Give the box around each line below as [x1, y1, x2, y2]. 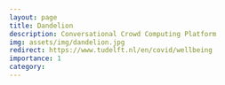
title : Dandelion [9, 21, 74, 30]
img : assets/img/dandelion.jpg [9, 37, 125, 47]
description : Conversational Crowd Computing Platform [9, 29, 217, 38]
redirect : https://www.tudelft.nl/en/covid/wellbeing [9, 46, 213, 55]
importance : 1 [9, 54, 62, 63]
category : [9, 63, 46, 72]
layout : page [9, 12, 58, 22]
